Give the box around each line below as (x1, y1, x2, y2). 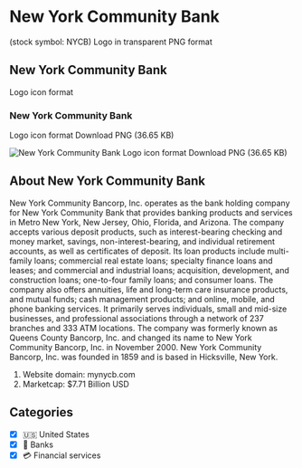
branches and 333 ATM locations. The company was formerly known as (9, 322, 278, 333)
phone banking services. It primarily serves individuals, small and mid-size (9, 303, 288, 314)
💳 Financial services (22, 450, 101, 461)
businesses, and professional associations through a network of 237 (9, 312, 264, 323)
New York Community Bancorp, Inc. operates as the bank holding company (9, 197, 291, 208)
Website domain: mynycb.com (22, 368, 136, 379)
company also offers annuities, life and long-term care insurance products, (9, 283, 288, 295)
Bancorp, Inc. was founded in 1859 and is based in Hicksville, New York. (9, 351, 278, 362)
